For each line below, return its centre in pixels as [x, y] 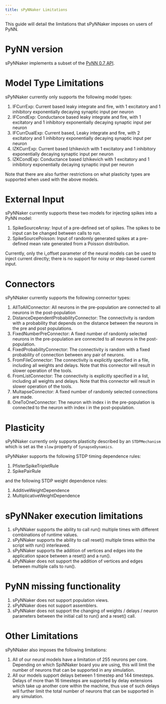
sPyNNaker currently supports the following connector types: [68, 298]
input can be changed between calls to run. [57, 233]
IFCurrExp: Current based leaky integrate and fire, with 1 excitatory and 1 [86, 106]
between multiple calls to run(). [44, 566]
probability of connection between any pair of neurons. [69, 355]
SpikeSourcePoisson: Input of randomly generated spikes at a [75, 238]
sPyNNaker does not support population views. [60, 600]
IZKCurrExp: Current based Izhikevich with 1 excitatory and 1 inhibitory [84, 148]
